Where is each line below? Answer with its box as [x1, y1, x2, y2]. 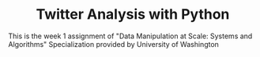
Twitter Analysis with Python [36, 5, 230, 23]
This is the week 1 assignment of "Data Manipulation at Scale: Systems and [8, 31, 253, 41]
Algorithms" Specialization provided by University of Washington [8, 39, 220, 48]
